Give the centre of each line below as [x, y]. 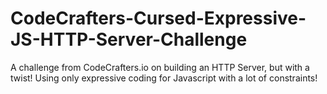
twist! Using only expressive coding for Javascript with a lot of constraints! [164, 78]
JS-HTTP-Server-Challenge [129, 39]
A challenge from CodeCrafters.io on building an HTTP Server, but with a [160, 67]
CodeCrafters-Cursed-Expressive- [158, 18]
